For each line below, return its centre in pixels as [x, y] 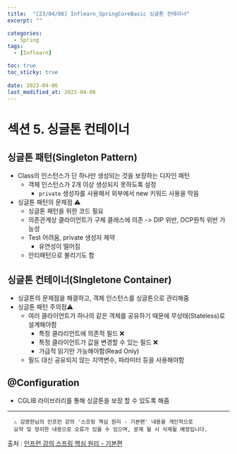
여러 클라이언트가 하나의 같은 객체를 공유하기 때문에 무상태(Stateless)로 [127, 316]
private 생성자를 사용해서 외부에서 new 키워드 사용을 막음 [119, 193]
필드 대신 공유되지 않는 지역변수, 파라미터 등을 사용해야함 [106, 360]
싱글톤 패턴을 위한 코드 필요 [66, 211]
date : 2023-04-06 [33, 86]
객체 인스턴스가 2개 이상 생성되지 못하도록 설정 [92, 185]
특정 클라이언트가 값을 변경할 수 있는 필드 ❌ [98, 342]
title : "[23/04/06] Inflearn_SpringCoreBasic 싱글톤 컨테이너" [99, 14]
